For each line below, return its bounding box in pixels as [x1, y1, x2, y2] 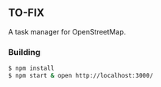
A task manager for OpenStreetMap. [8, 27, 126, 36]
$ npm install [8, 64, 55, 73]
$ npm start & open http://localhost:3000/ [8, 71, 154, 79]
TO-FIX [8, 6, 45, 20]
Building [8, 46, 41, 57]
